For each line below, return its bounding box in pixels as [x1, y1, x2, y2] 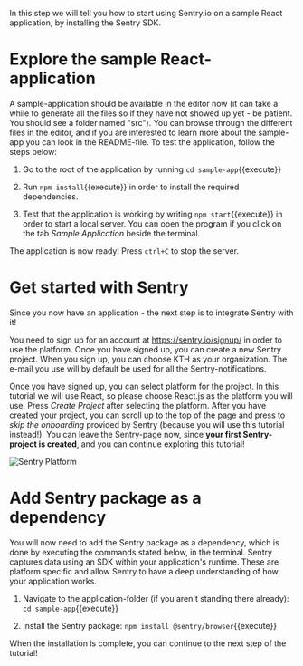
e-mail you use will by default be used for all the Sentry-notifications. [9, 362, 267, 374]
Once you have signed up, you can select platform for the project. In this [9, 381, 279, 391]
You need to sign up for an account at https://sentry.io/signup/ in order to [9, 334, 283, 345]
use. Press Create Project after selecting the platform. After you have [9, 400, 267, 410]
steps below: [9, 146, 57, 157]
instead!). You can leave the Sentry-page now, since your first [9, 429, 241, 439]
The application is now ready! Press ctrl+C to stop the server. [9, 245, 240, 256]
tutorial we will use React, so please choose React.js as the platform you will [9, 390, 293, 401]
